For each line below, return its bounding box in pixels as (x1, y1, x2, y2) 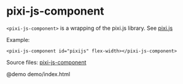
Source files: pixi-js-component (6, 58, 87, 66)
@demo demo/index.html (6, 70, 71, 77)
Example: (6, 36, 30, 43)
